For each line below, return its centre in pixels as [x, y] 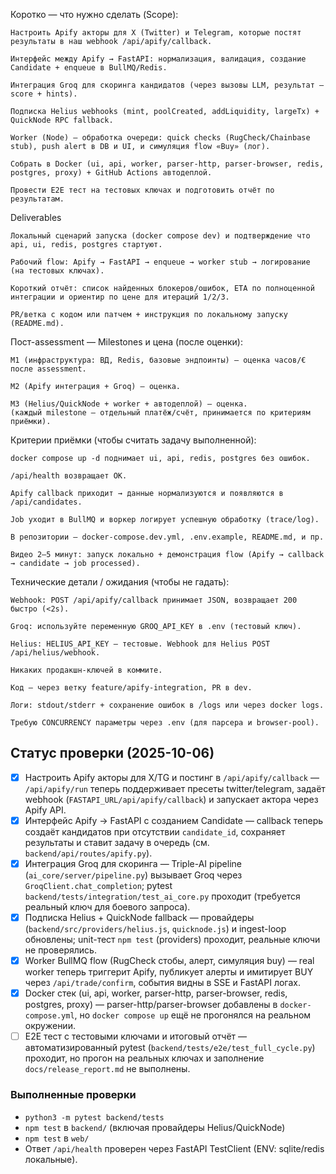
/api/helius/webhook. [55, 653]
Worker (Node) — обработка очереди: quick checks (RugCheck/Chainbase [160, 138]
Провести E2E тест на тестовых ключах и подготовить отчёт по [142, 190]
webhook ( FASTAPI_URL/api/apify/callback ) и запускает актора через [171, 799]
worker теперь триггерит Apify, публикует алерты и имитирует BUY [169, 972]
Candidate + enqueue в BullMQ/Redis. [89, 68]
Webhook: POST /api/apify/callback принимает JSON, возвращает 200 [154, 600]
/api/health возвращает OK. [69, 476]
